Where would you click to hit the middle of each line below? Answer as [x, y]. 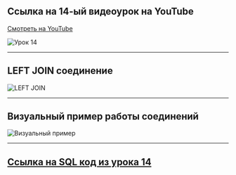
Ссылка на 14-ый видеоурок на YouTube [101, 12]
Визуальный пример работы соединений [103, 116]
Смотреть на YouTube [40, 28]
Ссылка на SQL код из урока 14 [79, 162]
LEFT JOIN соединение [60, 71]
